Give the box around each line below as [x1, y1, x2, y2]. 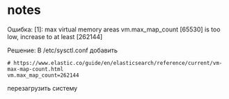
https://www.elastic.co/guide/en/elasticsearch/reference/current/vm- [13, 59, 223, 66]
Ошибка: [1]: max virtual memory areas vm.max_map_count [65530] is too [7, 25, 221, 33]
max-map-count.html [7, 66, 64, 73]
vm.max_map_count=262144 [7, 72, 79, 79]
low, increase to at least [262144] [7, 32, 103, 40]
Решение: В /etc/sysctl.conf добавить [7, 46, 118, 54]
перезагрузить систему [7, 84, 78, 92]
